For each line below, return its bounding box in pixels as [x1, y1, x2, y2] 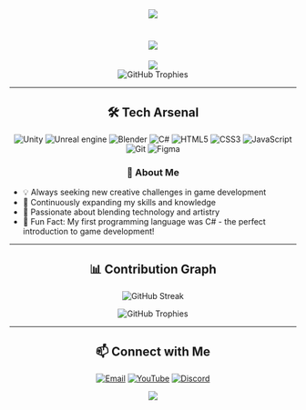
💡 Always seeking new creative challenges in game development [22, 186, 267, 198]
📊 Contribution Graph [89, 262, 217, 277]
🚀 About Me [126, 165, 180, 178]
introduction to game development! [22, 226, 155, 237]
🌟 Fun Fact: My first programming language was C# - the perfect [22, 216, 266, 227]
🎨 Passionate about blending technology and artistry [22, 206, 220, 217]
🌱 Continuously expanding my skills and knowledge [22, 197, 217, 208]
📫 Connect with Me [95, 345, 211, 360]
